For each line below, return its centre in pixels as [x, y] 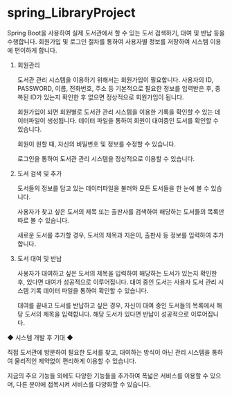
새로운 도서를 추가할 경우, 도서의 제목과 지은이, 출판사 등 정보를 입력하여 [114, 235]
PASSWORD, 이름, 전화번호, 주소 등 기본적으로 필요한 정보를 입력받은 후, [115, 88]
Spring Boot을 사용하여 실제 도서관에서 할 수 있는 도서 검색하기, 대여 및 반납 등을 [116, 33]
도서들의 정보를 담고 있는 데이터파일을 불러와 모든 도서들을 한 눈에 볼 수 [113, 188]
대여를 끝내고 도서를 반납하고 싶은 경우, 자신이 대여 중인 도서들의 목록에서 [116, 305]
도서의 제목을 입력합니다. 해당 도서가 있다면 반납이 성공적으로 [107, 314]
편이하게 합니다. [36, 50]
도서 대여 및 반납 [39, 258]
